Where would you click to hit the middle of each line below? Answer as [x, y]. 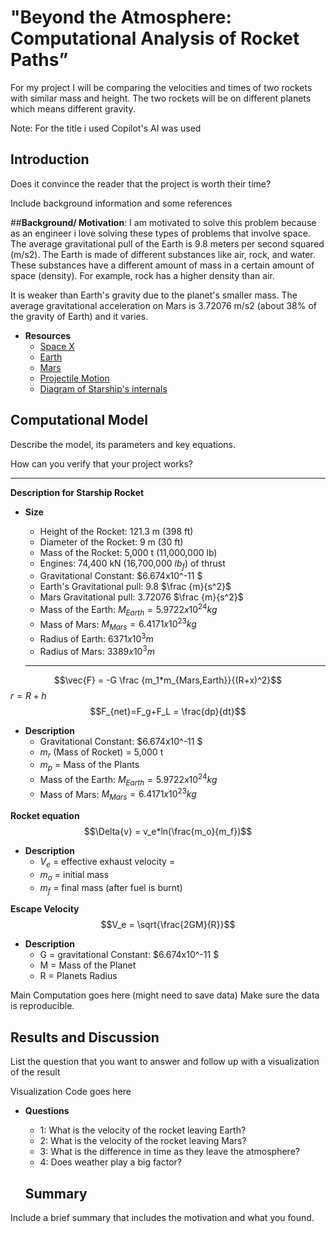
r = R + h [28, 695]
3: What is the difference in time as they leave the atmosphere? [169, 1152]
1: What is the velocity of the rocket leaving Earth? [143, 1130]
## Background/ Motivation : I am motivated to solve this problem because [163, 222]
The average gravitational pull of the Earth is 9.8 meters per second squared [167, 243]
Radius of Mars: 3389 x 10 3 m [97, 650]
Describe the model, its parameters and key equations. [123, 444]
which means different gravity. [73, 108]
